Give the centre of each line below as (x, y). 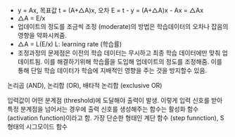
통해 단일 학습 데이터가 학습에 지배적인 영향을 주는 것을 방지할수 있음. (112, 70)
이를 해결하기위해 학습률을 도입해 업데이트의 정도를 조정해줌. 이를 (133, 61)
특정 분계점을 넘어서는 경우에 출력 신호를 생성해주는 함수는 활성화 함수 (103, 109)
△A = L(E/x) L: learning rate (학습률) (70, 44)
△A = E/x (31, 18)
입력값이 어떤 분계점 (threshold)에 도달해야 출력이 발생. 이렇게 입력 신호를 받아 (115, 100)
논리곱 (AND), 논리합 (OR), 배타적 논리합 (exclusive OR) (85, 85)
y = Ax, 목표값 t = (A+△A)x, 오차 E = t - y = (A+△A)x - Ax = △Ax (110, 10)
